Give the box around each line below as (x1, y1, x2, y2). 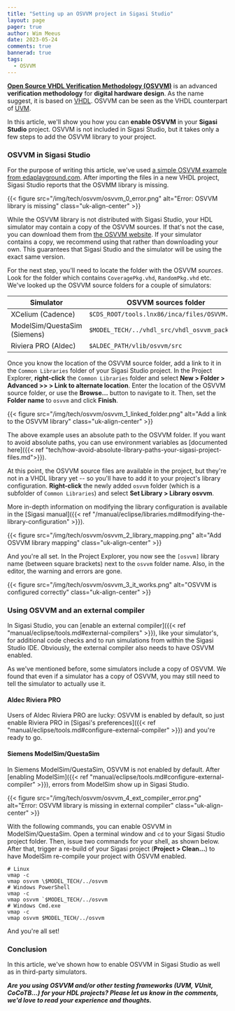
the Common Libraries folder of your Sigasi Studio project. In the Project (7, 366, 213, 375)
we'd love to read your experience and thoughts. (7, 996, 152, 1004)
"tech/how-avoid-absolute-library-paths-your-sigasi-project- (45, 446, 222, 454)
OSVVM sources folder (127, 297, 206, 307)
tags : (7, 56, 23, 63)
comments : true (7, 43, 52, 50)
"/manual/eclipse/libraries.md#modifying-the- (92, 509, 225, 518)
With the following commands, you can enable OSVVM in (7, 822, 172, 830)
